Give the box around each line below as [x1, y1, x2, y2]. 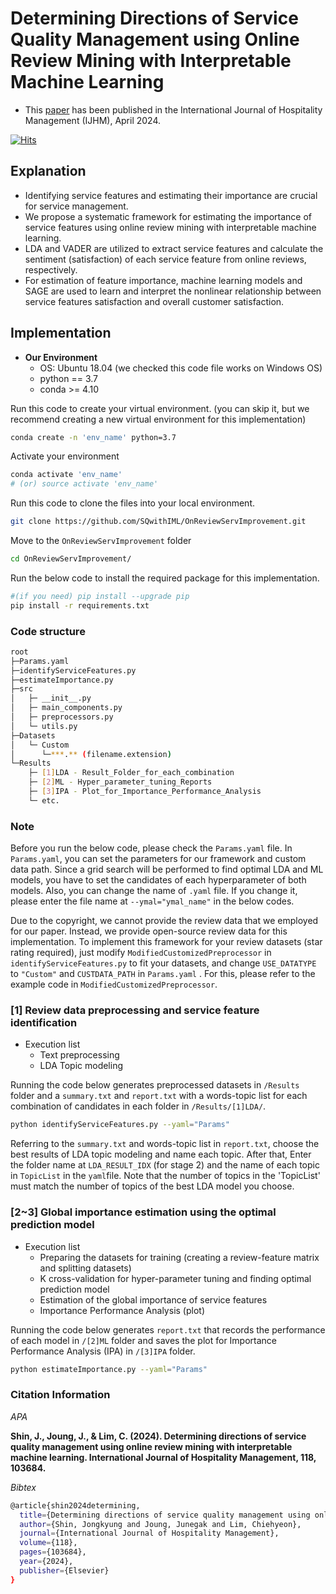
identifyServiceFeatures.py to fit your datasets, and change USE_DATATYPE [10, 957, 317, 969]
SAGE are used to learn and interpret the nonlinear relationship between [24, 285, 322, 297]
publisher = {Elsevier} [19, 1565, 110, 1576]
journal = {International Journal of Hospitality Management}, [19, 1528, 280, 1539]
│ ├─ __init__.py [10, 693, 92, 704]
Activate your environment [10, 450, 120, 462]
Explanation [10, 163, 87, 180]
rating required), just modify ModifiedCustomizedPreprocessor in [10, 947, 272, 959]
